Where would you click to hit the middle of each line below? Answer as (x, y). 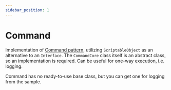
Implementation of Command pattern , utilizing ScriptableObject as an (79, 50)
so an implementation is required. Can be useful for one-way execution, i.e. (85, 61)
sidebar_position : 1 (27, 10)
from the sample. (23, 82)
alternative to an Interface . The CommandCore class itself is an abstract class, (85, 55)
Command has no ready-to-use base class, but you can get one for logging (85, 76)
